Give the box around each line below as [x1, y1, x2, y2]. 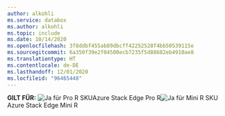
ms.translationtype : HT [7, 56, 76, 63]
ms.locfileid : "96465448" [7, 74, 82, 82]
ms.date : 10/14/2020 [7, 36, 67, 43]
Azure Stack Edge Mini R [7, 101, 78, 110]
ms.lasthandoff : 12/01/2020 [7, 68, 89, 75]
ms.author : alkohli [7, 23, 64, 30]
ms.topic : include [7, 29, 60, 37]
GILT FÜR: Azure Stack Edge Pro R [7, 94, 161, 102]
